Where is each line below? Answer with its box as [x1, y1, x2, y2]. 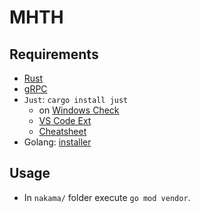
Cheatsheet [38, 126, 87, 137]
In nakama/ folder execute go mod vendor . [23, 191, 191, 203]
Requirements [9, 46, 99, 63]
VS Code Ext [38, 115, 92, 126]
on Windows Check [38, 104, 120, 116]
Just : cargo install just [23, 94, 129, 105]
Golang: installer [23, 136, 92, 148]
